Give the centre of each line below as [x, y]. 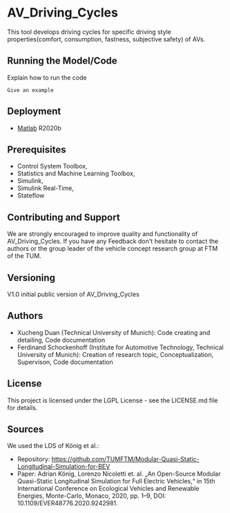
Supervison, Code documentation [65, 362]
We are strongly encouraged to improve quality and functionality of [103, 234]
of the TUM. [24, 256]
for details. [22, 407]
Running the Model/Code [62, 61]
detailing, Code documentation [61, 340]
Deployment [34, 112]
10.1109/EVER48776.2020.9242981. [68, 503]
